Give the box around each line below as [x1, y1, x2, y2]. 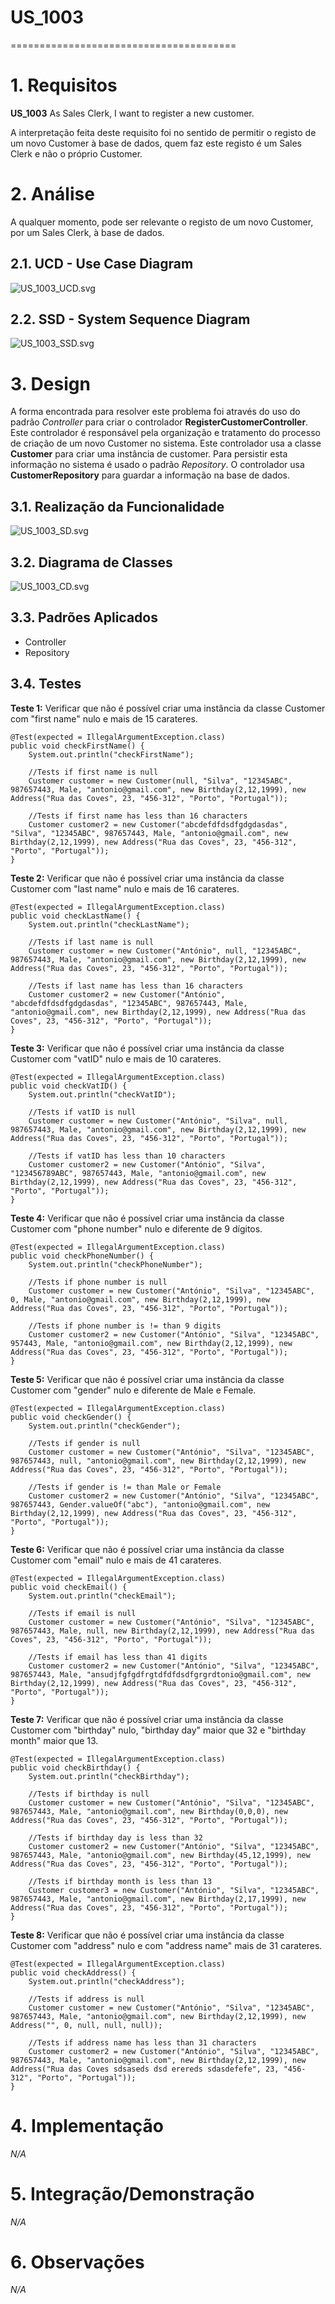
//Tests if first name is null [28, 767, 159, 777]
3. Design [10, 372, 91, 395]
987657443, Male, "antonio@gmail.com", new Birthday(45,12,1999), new [10, 1850, 311, 1860]
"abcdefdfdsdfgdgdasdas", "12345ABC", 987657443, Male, [10, 998, 248, 1008]
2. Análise [10, 183, 95, 206]
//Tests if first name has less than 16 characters [28, 811, 248, 821]
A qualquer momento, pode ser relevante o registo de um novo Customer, [10, 216, 314, 228]
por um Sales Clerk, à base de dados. [10, 226, 165, 238]
